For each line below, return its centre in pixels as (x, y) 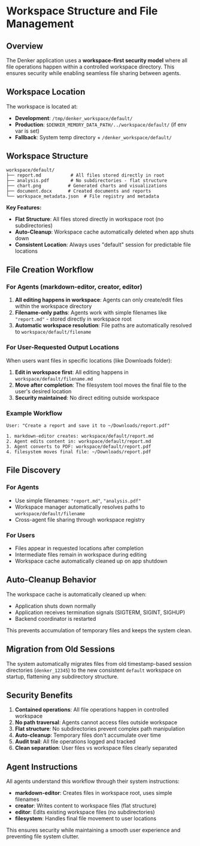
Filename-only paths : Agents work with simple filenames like (91, 313)
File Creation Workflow (50, 270)
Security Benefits (40, 695)
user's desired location (43, 391)
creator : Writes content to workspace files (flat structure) (86, 806)
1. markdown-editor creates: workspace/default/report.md (80, 436)
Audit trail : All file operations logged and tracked (75, 742)
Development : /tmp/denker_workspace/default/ (74, 118)
